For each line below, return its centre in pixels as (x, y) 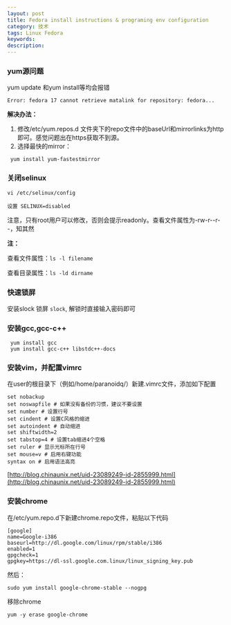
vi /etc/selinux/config (41, 193)
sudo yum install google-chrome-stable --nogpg (77, 588)
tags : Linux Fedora (35, 33)
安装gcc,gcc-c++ (37, 328)
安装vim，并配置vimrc (45, 368)
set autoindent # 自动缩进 (44, 427)
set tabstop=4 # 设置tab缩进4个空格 (56, 440)
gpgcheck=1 (23, 555)
